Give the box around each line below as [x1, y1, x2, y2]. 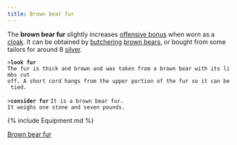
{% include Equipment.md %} [7, 116, 94, 124]
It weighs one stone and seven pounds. [7, 104, 126, 111]
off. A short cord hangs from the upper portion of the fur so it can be [7, 77, 231, 85]
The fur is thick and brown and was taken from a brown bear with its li [7, 65, 231, 72]
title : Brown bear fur [7, 10, 75, 18]
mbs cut [7, 71, 31, 78]
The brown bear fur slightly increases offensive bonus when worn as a [7, 30, 215, 38]
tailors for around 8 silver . [7, 45, 83, 53]
